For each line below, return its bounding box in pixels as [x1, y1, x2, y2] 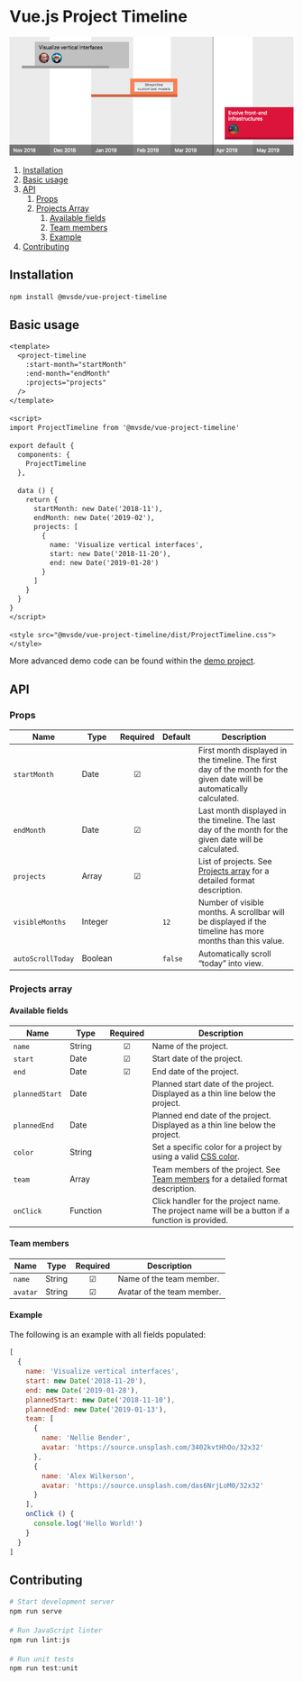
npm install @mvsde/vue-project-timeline [9, 292, 168, 301]
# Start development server [9, 1597, 115, 1606]
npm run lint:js [9, 1635, 70, 1644]
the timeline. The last [197, 814, 276, 826]
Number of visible [197, 897, 264, 908]
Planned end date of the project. [151, 1111, 271, 1121]
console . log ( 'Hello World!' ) [32, 1519, 143, 1528]
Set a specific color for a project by [151, 1142, 282, 1153]
